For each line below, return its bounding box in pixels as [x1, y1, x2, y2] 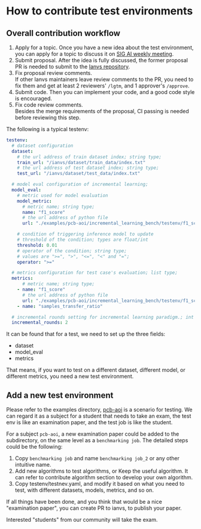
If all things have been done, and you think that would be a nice [6, 498, 163, 506]
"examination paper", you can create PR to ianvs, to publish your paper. [6, 504, 182, 512]
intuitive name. [14, 461, 51, 468]
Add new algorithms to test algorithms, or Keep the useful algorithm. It [14, 467, 188, 474]
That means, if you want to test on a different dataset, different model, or [6, 367, 185, 374]
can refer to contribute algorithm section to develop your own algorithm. [14, 474, 193, 481]
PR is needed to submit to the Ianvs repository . [14, 63, 130, 70]
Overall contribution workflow [6, 28, 121, 38]
